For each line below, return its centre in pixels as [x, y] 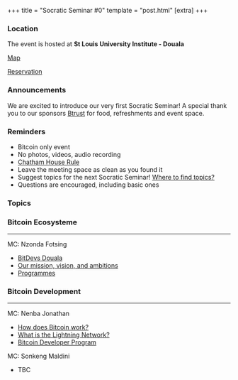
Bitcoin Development [44, 292]
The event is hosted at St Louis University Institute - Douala [96, 44]
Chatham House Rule [49, 162]
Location [23, 28]
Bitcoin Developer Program [57, 342]
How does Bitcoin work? [53, 327]
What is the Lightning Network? [63, 335]
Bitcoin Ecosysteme [42, 222]
